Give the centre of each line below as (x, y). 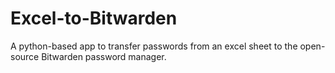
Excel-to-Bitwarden (94, 18)
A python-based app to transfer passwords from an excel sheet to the (154, 46)
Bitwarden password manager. (104, 56)
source (25, 56)
